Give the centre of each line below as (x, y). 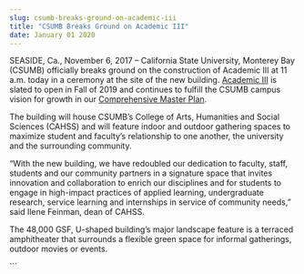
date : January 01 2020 (52, 35)
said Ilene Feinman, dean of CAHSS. (77, 212)
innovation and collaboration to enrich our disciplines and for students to (146, 183)
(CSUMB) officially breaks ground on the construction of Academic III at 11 (148, 70)
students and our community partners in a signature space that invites (141, 173)
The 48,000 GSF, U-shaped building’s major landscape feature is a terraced (152, 229)
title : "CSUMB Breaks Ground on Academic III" (99, 26)
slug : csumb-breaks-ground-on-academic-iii (93, 18)
